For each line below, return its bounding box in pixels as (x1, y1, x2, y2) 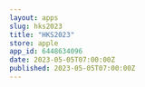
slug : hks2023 (9, 22, 63, 31)
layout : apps (9, 13, 59, 23)
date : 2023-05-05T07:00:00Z (9, 55, 116, 64)
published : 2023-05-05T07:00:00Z (9, 64, 136, 73)
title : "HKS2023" (9, 30, 75, 39)
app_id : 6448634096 (9, 47, 83, 56)
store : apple (9, 38, 59, 48)
